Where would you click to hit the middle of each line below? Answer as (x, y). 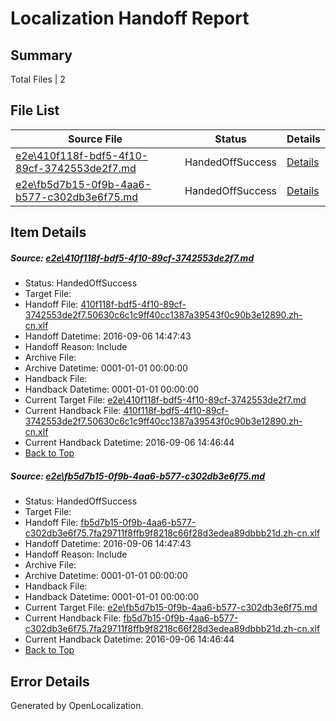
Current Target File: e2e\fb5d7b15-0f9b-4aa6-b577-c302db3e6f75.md (171, 608)
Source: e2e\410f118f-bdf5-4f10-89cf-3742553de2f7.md (132, 258)
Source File (95, 139)
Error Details (50, 681)
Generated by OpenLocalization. (77, 705)
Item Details (48, 232)
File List (35, 110)
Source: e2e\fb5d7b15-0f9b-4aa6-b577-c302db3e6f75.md (138, 476)
